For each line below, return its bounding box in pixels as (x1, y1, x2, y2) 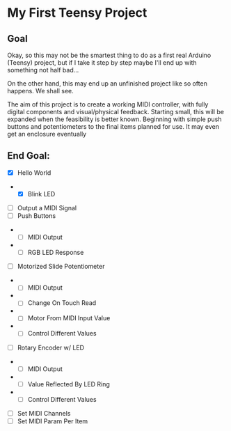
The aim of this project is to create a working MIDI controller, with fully (7, 100, 209, 109)
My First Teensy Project (7, 5, 148, 21)
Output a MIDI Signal (17, 203, 77, 212)
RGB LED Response (27, 249, 84, 257)
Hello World (17, 169, 51, 177)
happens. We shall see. (7, 87, 74, 95)
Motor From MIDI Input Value (27, 314, 111, 322)
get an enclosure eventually (7, 130, 87, 138)
